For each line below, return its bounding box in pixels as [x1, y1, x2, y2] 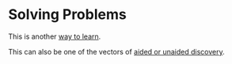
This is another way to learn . [8, 32, 101, 41]
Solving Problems [8, 6, 127, 24]
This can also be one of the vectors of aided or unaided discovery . [8, 47, 225, 56]
